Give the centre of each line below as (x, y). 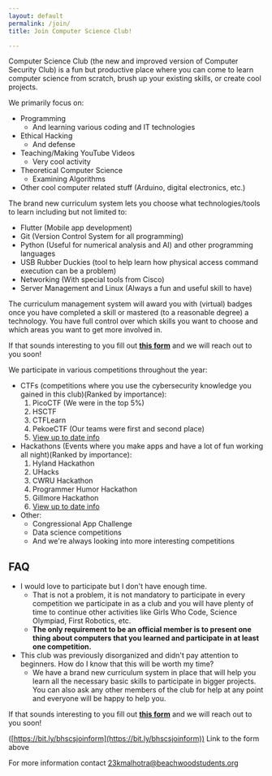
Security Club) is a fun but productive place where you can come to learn (131, 70)
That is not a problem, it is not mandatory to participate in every (139, 595)
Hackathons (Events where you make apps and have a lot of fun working (142, 446)
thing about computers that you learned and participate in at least (146, 638)
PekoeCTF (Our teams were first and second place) (119, 429)
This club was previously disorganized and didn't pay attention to (129, 656)
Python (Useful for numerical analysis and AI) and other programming (136, 245)
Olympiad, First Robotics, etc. (82, 621)
